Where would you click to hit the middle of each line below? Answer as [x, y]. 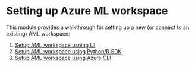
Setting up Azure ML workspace [87, 11]
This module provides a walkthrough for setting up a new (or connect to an [98, 27]
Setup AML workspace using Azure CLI [63, 58]
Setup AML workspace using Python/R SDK [68, 51]
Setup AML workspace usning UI [55, 45]
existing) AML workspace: [38, 33]
